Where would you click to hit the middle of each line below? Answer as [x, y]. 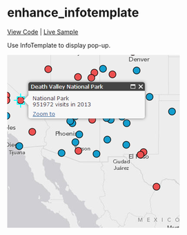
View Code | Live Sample [43, 32]
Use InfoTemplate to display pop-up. [59, 45]
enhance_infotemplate [73, 13]
